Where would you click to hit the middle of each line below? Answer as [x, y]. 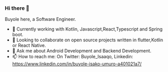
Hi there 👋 [17, 8]
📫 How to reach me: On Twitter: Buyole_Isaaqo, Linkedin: [73, 57]
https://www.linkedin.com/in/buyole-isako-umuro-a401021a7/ [77, 64]
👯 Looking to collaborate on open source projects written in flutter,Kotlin [88, 40]
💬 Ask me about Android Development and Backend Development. [82, 51]
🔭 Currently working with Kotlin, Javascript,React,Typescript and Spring [87, 29]
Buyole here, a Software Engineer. [40, 19]
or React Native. [29, 45]
